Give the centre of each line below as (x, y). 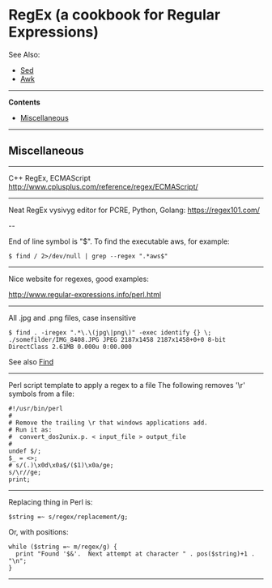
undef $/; (25, 451)
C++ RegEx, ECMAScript (50, 178)
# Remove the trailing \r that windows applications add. (108, 423)
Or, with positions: (38, 531)
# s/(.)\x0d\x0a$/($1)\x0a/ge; (61, 465)
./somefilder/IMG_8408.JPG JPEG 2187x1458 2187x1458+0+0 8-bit (117, 339)
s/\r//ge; (25, 472)
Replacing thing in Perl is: (51, 502)
